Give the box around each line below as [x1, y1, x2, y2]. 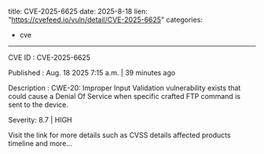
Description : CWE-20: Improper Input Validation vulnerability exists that [8, 83, 241, 93]
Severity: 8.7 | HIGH [8, 115, 72, 124]
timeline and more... [8, 139, 73, 148]
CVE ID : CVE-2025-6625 [8, 53, 91, 62]
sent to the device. [8, 100, 68, 109]
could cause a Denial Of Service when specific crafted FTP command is [8, 92, 241, 101]
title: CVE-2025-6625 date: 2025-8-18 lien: [8, 7, 148, 16]
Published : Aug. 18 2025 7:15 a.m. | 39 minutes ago [8, 68, 176, 77]
